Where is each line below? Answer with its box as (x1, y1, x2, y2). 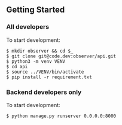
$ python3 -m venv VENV (6, 58, 66, 65)
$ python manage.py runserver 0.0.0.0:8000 (6, 113, 117, 119)
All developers (6, 23, 50, 31)
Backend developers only (6, 88, 82, 96)
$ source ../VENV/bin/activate (6, 69, 84, 75)
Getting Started (6, 5, 65, 15)
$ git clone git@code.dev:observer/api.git (6, 53, 117, 59)
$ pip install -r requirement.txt (6, 74, 93, 80)
